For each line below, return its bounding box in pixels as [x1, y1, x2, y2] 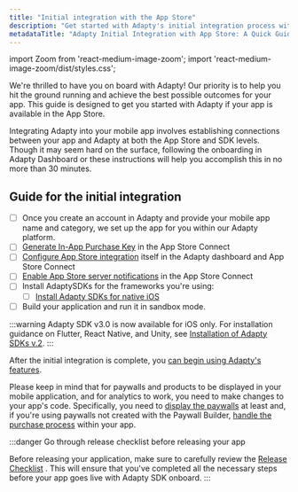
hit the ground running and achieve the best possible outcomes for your [9, 90, 272, 100]
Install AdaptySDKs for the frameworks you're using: [21, 281, 215, 292]
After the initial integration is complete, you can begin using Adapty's [9, 355, 262, 365]
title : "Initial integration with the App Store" [9, 12, 197, 22]
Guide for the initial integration [9, 189, 182, 204]
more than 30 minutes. [9, 163, 92, 174]
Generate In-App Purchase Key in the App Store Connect [21, 241, 231, 253]
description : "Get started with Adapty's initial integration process [9, 21, 276, 30]
